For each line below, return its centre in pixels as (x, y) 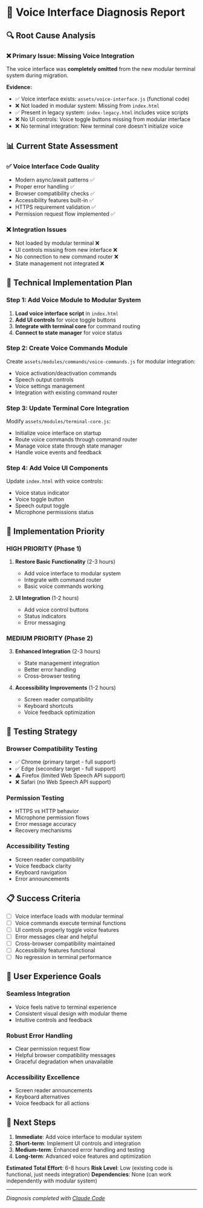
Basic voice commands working (64, 586)
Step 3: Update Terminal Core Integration (68, 408)
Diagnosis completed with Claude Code (56, 1198)
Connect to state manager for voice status (69, 332)
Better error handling (50, 670)
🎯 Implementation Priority (56, 531)
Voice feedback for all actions (52, 1103)
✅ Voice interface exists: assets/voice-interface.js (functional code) (102, 99)
